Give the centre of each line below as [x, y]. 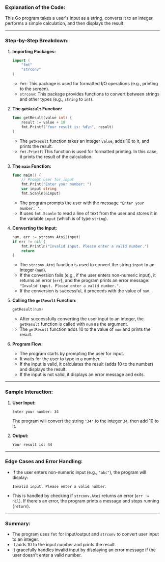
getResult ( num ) [28, 310]
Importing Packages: [34, 51]
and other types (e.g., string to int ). [56, 99]
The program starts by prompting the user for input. [72, 354]
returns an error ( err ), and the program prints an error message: [84, 281]
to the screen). [34, 89]
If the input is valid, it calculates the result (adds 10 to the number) [86, 364]
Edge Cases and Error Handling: [44, 462]
